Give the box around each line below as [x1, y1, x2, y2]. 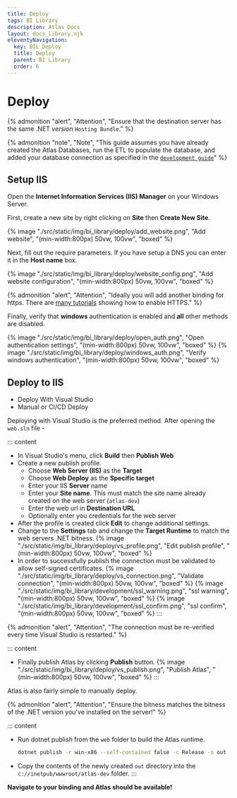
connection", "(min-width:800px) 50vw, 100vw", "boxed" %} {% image [17, 579, 224, 588]
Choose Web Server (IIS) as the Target [28, 466, 142, 475]
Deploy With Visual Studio [17, 395, 94, 404]
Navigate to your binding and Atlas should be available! [7, 783, 173, 792]
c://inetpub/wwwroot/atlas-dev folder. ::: [17, 769, 138, 778]
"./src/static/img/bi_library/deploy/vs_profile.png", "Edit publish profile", [17, 542, 226, 550]
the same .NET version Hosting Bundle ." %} [7, 125, 134, 133]
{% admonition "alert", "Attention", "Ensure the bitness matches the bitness [7, 700, 226, 709]
